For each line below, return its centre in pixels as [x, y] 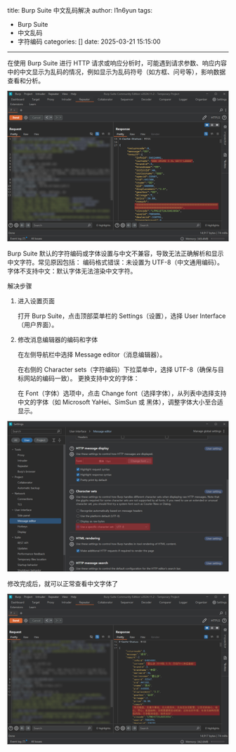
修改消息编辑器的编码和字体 [58, 340]
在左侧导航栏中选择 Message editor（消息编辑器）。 [92, 355]
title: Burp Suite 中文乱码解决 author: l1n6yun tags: [80, 10]
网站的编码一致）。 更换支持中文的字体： [81, 378]
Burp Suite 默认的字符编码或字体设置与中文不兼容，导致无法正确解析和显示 [116, 254]
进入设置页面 [36, 301]
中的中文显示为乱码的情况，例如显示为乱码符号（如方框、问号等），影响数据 [117, 72]
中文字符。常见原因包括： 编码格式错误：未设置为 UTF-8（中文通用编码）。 [115, 262]
